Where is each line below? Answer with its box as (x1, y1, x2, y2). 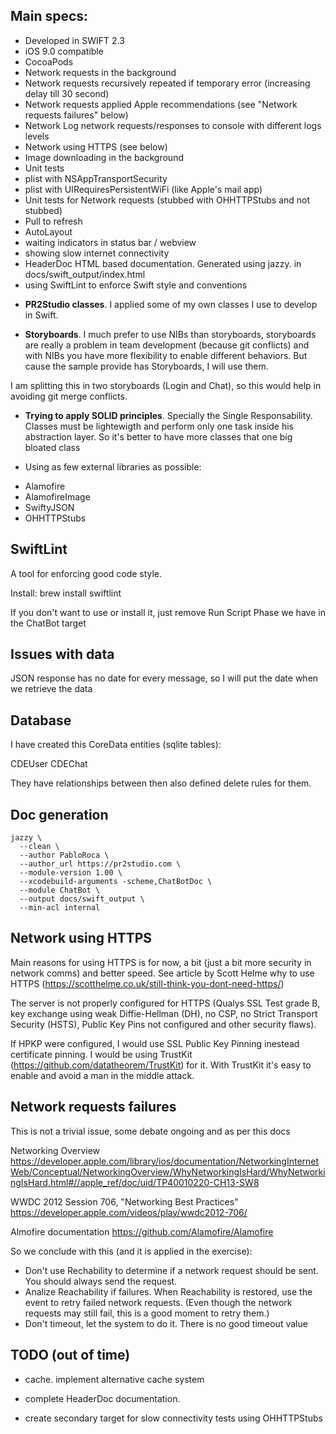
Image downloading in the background (24, 151, 184, 163)
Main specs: (10, 8, 89, 25)
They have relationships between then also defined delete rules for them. (10, 777, 312, 789)
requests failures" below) (24, 109, 129, 121)
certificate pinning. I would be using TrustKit (10, 1048, 193, 1060)
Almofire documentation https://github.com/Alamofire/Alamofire (10, 1225, 274, 1238)
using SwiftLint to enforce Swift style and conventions (24, 279, 248, 291)
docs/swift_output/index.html (24, 268, 146, 280)
